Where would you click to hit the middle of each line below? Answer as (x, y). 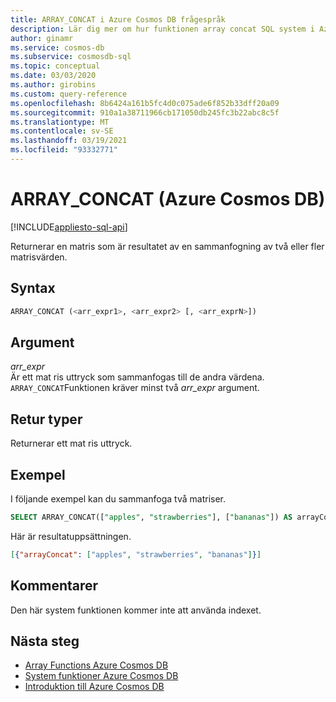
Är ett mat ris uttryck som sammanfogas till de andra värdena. (137, 377)
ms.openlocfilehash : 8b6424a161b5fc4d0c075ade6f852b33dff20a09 (145, 103)
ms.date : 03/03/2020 (53, 76)
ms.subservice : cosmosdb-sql (71, 57)
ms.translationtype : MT (60, 122)
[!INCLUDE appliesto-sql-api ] (69, 227)
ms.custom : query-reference (69, 94)
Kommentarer (54, 586)
